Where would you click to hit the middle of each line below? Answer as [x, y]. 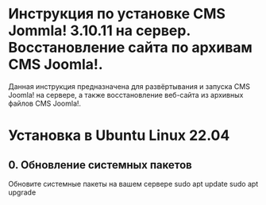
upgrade [22, 192]
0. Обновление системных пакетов [100, 165]
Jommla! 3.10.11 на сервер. [99, 31]
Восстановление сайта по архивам [130, 48]
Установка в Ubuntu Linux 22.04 [119, 135]
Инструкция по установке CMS [117, 14]
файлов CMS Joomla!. [45, 103]
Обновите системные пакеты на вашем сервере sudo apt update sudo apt [133, 184]
